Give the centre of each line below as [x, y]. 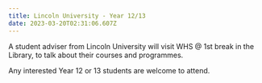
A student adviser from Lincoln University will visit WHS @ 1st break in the [131, 46]
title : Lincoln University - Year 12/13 [77, 16]
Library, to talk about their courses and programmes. [96, 55]
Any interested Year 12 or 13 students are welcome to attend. [109, 70]
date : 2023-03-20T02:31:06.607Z [62, 23]
